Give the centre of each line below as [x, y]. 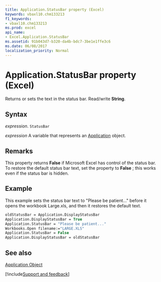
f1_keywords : [18, 19]
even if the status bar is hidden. [37, 173]
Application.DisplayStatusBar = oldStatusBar [52, 238]
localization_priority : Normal [37, 51]
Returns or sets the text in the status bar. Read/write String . [65, 99]
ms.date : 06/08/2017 [26, 46]
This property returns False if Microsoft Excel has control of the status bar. [80, 163]
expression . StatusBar [27, 126]
